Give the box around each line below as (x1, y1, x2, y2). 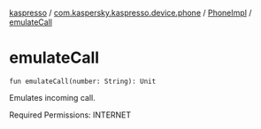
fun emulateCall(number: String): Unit (9, 77, 157, 86)
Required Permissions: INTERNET (9, 110, 132, 120)
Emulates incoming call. (9, 92, 96, 102)
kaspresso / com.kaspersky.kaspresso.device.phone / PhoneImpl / (9, 8, 252, 18)
